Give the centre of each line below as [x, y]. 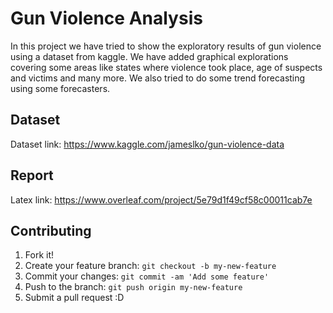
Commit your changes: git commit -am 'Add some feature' [147, 276]
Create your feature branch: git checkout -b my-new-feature [150, 266]
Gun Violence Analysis [106, 18]
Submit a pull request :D [74, 298]
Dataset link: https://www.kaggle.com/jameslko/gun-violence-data [147, 144]
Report [32, 175]
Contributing [51, 230]
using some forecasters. [60, 88]
